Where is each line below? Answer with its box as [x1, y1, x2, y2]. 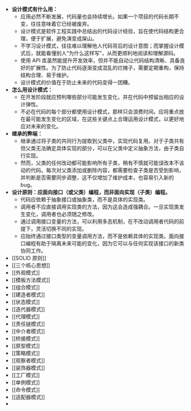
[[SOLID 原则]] [11, 255, 47, 261]
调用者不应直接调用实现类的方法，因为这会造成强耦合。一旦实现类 [20, 203, 179, 210]
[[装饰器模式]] [11, 364, 46, 371]
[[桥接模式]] [11, 335, 40, 342]
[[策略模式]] [11, 350, 40, 357]
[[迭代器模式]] [11, 306, 46, 313]
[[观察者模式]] [11, 357, 46, 364]
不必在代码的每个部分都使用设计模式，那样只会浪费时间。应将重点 [20, 108, 179, 115]
